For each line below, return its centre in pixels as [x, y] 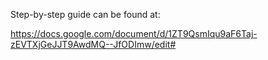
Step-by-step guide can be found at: [85, 14]
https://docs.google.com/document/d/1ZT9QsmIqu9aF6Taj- [134, 33]
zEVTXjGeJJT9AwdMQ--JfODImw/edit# [93, 44]
